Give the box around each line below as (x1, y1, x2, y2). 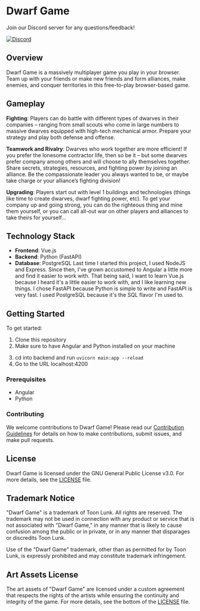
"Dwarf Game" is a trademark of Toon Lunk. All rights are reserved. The (6, 509, 183, 516)
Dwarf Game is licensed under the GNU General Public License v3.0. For (6, 469, 184, 477)
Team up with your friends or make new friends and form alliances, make (6, 75, 186, 82)
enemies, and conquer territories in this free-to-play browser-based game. (6, 81, 190, 88)
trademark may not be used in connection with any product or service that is (6, 515, 195, 523)
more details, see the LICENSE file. (6, 476, 92, 483)
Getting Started (6, 309, 65, 319)
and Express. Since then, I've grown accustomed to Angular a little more (14, 266, 193, 273)
